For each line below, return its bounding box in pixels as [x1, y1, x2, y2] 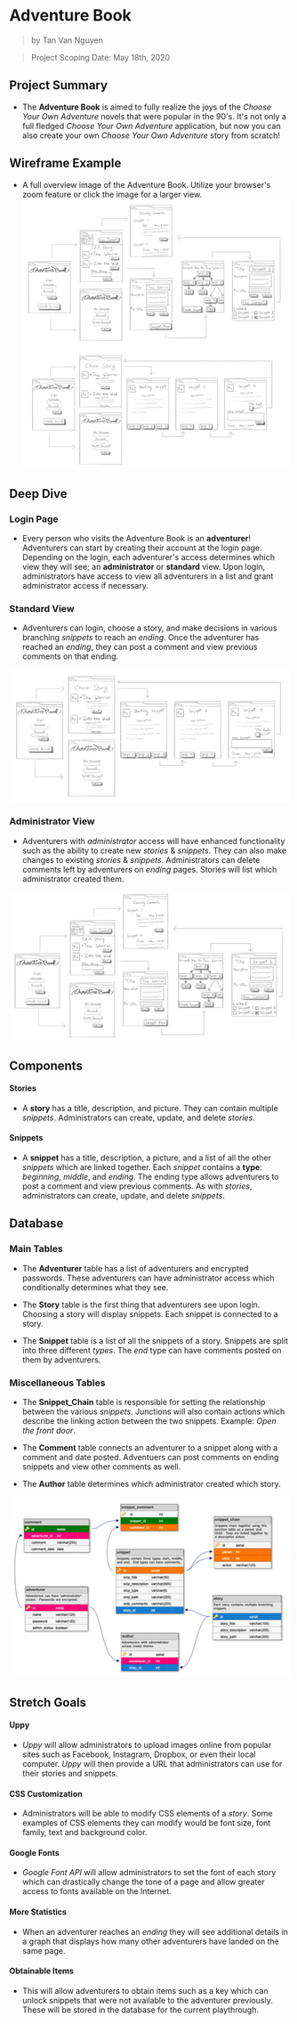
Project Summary [9, 77, 108, 93]
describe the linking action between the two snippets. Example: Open [21, 1416, 277, 1427]
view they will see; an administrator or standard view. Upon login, [21, 562, 266, 573]
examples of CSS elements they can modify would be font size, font [21, 1817, 271, 1828]
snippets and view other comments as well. [21, 1461, 181, 1472]
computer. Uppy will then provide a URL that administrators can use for [21, 1758, 283, 1768]
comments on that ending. [21, 651, 119, 662]
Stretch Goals [9, 1695, 87, 1710]
